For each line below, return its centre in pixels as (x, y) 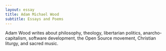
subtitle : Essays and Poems (34, 19)
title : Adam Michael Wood (32, 14)
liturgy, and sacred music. (32, 44)
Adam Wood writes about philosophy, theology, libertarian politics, (73, 33)
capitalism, (16, 38)
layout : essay (20, 10)
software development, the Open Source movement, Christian (92, 38)
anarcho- (152, 33)
